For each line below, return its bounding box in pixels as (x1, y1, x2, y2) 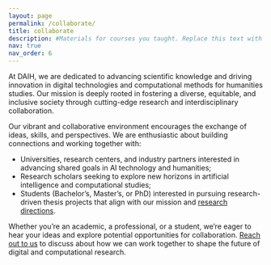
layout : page (8, 11, 53, 20)
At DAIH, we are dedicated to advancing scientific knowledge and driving (8, 72, 252, 81)
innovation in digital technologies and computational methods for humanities (8, 80, 263, 90)
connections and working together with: (8, 139, 142, 148)
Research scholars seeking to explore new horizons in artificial (19, 171, 229, 181)
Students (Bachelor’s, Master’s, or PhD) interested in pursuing (19, 189, 227, 198)
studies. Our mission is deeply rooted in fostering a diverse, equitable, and (8, 89, 256, 98)
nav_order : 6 (8, 49, 53, 57)
